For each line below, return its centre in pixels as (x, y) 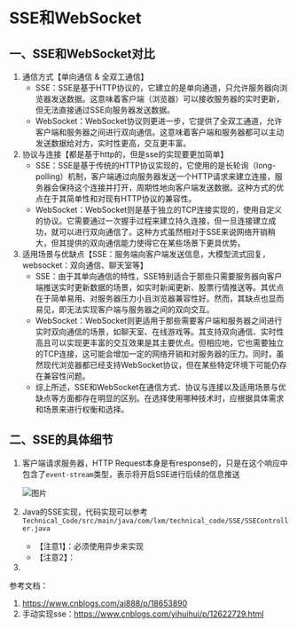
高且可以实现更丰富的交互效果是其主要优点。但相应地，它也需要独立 (160, 343)
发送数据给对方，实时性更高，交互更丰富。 (113, 143)
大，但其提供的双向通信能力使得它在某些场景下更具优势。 (140, 243)
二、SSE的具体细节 (61, 440)
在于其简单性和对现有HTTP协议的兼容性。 (120, 199)
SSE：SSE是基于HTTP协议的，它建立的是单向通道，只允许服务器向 (157, 88)
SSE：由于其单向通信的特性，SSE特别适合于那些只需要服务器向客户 (159, 276)
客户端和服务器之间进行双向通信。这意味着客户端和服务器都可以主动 (160, 132)
